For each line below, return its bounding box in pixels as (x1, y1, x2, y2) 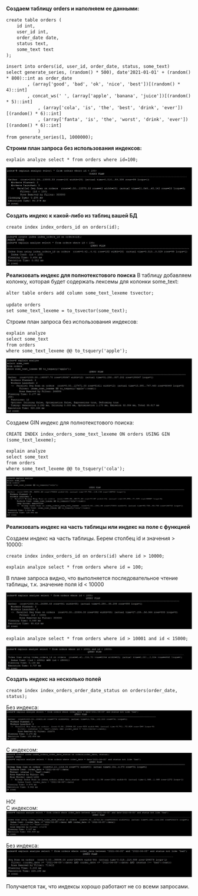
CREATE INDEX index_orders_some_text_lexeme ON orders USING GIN (6, 431, 170, 437)
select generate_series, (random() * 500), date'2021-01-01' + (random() (6, 70, 192, 75)
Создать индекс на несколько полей (6, 675, 101, 683)
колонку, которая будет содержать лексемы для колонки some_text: (6, 278, 179, 285)
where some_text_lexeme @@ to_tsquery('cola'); (6, 466, 126, 472)
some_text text (16, 47, 54, 52)
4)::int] (6, 87, 28, 93)
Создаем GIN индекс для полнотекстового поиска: (6, 419, 134, 426)
